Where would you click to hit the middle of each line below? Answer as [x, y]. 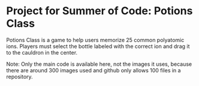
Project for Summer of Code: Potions [99, 11]
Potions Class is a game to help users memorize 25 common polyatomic [95, 40]
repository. [19, 77]
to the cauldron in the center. [42, 52]
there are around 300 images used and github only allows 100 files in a [94, 70]
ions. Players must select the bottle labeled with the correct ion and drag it [98, 46]
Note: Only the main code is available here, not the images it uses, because [99, 64]
